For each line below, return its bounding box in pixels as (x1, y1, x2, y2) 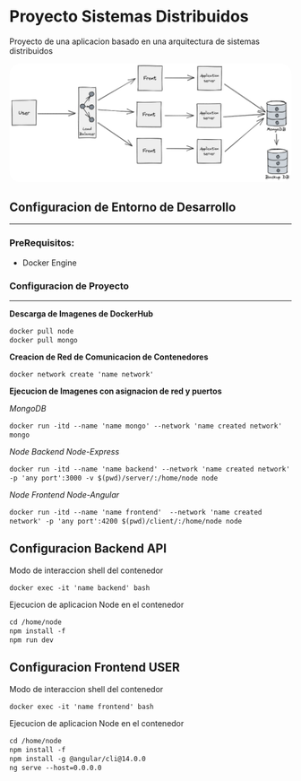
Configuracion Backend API (9, 541, 168, 557)
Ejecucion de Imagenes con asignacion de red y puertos (9, 386, 222, 396)
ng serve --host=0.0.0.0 (9, 763, 102, 772)
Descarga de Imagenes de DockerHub (9, 308, 154, 319)
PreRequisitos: (9, 237, 74, 249)
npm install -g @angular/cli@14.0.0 (9, 754, 146, 763)
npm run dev (9, 635, 54, 645)
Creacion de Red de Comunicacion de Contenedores (9, 351, 209, 362)
